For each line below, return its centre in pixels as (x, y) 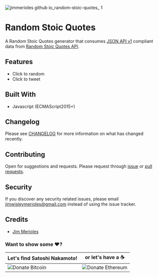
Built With (20, 94)
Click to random (28, 73)
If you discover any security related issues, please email (62, 199)
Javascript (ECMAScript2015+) (44, 106)
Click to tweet (26, 79)
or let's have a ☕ (105, 257)
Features (19, 62)
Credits (17, 220)
